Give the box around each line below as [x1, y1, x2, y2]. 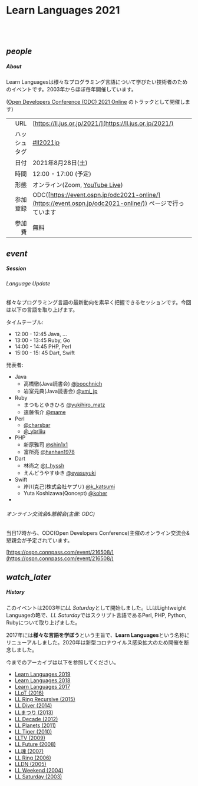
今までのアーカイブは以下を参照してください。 [6, 659, 120, 666]
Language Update [6, 279, 51, 287]
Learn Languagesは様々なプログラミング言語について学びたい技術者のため [6, 78, 188, 85]
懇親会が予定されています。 [6, 537, 73, 544]
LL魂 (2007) [14, 747, 44, 755]
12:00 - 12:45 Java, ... [14, 331, 67, 338]
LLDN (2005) [14, 760, 47, 767]
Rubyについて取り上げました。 [6, 619, 81, 626]
